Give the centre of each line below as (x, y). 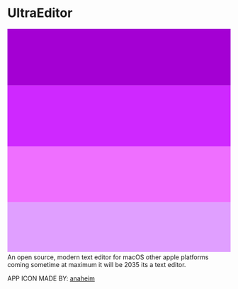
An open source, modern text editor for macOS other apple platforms (108, 257)
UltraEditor (40, 13)
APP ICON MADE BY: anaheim (51, 278)
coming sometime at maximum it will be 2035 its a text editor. (97, 264)
